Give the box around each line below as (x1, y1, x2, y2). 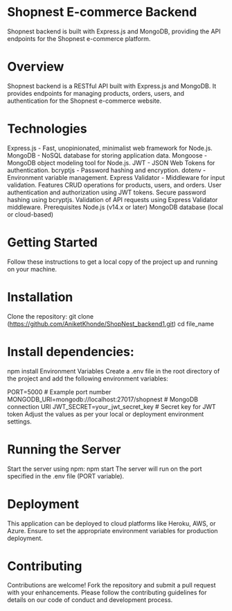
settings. (7, 417, 33, 426)
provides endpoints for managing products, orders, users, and (7, 89, 185, 97)
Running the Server (7, 442, 121, 457)
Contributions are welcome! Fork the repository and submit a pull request (7, 581, 216, 589)
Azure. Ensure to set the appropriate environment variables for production (7, 526, 218, 535)
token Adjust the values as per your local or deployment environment (7, 410, 204, 418)
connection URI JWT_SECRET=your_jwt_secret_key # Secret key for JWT (7, 402, 216, 410)
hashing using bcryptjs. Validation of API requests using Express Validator (7, 195, 218, 203)
